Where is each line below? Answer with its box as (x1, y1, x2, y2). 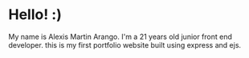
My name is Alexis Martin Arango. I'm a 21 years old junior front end (8, 32, 233, 41)
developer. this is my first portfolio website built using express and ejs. (8, 40, 242, 49)
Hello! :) (8, 6, 62, 24)
